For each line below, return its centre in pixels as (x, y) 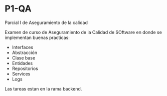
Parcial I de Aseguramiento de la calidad (46, 22)
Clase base (24, 57)
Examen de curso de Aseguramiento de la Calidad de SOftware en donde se (83, 32)
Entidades (22, 63)
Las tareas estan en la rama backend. (43, 88)
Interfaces (23, 47)
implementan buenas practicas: (37, 37)
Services (21, 73)
